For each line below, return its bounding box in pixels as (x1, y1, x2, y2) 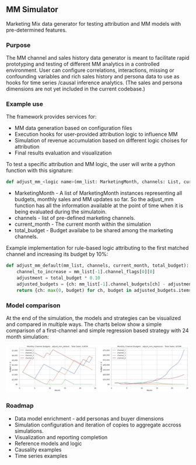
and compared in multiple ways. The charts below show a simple (6, 321, 162, 328)
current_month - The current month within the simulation (14, 221, 151, 228)
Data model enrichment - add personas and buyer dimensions (14, 415, 164, 422)
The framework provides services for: (6, 113, 97, 120)
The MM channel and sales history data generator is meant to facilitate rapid (6, 54, 190, 61)
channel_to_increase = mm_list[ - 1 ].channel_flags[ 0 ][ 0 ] (16, 269, 156, 275)
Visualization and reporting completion (14, 433, 108, 440)
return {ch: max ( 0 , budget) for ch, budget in (16, 287, 132, 293)
